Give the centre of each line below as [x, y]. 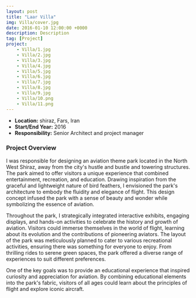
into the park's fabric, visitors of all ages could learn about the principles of [97, 283]
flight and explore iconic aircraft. [45, 289]
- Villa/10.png [35, 98]
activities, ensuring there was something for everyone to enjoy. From [89, 247]
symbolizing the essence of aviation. [50, 204]
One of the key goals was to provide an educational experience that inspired [98, 270]
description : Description [37, 33]
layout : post [22, 11]
